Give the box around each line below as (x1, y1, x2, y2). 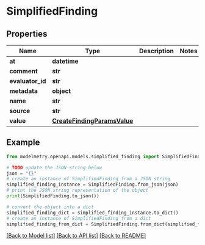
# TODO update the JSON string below (6, 164, 103, 170)
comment (9, 67, 38, 75)
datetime (51, 57, 79, 65)
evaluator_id (9, 77, 46, 85)
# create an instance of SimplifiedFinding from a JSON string (6, 176, 171, 182)
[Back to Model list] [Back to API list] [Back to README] (6, 232, 146, 240)
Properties (6, 29, 48, 39)
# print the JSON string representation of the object (6, 188, 149, 194)
